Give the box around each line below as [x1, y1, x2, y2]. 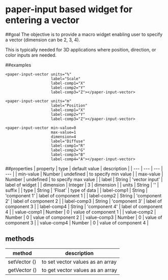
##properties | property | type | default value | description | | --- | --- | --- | [5, 165, 163, 171]
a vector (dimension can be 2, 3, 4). [5, 37, 80, 43]
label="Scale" [50, 76, 81, 81]
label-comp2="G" [50, 147, 86, 152]
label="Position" [50, 103, 88, 108]
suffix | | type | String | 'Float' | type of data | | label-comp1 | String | [5, 187, 148, 193]
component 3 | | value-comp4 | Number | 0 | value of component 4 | [5, 219, 149, 225]
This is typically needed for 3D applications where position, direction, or [5, 46, 156, 53]
